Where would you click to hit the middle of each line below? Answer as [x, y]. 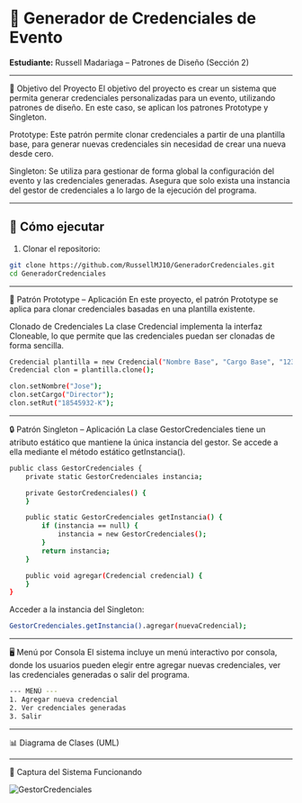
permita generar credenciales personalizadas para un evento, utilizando [142, 97]
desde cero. [31, 153]
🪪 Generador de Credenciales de [133, 18]
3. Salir [26, 716]
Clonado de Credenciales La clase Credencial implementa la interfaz [136, 326]
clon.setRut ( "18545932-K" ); [62, 403]
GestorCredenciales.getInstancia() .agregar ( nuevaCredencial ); [128, 626]
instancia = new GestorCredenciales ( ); [132, 535]
